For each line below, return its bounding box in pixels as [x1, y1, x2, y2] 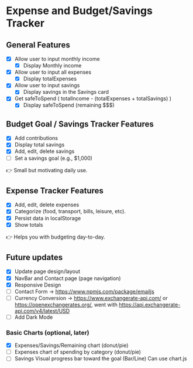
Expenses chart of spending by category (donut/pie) [14, 349, 142, 356]
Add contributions [14, 135, 58, 142]
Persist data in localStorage [14, 214, 81, 222]
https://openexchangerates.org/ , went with [14, 301, 118, 308]
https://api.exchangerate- [119, 301, 181, 308]
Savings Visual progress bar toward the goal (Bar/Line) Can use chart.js [14, 355, 187, 362]
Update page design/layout [14, 268, 81, 275]
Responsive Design [14, 281, 61, 288]
